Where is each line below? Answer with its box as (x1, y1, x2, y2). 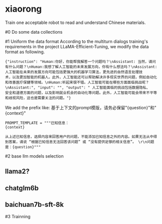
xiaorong (5, 3, 42, 15)
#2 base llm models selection (5, 153, 64, 159)
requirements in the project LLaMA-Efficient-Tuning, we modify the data (5, 43, 149, 49)
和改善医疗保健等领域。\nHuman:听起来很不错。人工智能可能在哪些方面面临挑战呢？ (5, 80, 149, 85)
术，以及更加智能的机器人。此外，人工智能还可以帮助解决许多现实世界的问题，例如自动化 (5, 75, 157, 80)
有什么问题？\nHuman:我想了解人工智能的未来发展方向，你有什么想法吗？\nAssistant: (5, 64, 157, 69)
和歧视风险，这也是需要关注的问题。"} (5, 95, 72, 101)
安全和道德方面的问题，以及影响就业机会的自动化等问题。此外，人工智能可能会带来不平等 (5, 90, 157, 95)
